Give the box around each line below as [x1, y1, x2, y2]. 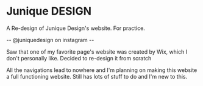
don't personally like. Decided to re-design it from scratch [6, 54, 152, 62]
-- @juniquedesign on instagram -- [6, 36, 94, 43]
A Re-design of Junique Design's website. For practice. [6, 24, 145, 32]
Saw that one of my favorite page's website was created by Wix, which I [6, 48, 188, 56]
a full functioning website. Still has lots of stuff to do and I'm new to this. [6, 73, 188, 80]
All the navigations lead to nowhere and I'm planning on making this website [6, 66, 198, 74]
